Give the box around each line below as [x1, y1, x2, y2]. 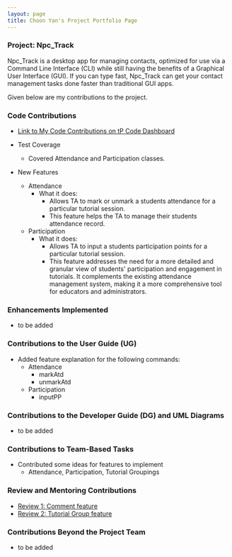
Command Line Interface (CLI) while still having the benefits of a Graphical [7, 64, 225, 72]
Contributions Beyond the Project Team [7, 526, 146, 536]
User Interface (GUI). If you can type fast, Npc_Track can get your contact [7, 72, 223, 80]
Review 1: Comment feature [17, 502, 98, 510]
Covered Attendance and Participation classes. [28, 154, 166, 163]
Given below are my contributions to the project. [7, 93, 149, 101]
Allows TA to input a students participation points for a [49, 242, 207, 250]
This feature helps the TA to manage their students [49, 212, 197, 221]
